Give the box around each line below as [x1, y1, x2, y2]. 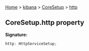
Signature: [5, 32, 27, 38]
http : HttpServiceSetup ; [5, 41, 57, 46]
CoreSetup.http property [5, 18, 84, 27]
